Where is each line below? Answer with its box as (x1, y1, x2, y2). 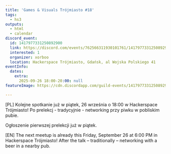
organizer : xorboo (10, 54, 49, 60)
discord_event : (5, 36, 38, 41)
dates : (10, 69, 24, 74)
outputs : (5, 21, 24, 27)
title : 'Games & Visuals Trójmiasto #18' (5, 7, 95, 13)
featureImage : (5, 83, 36, 88)
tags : (5, 12, 17, 17)
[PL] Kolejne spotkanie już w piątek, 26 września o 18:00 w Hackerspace (5, 101, 158, 107)
